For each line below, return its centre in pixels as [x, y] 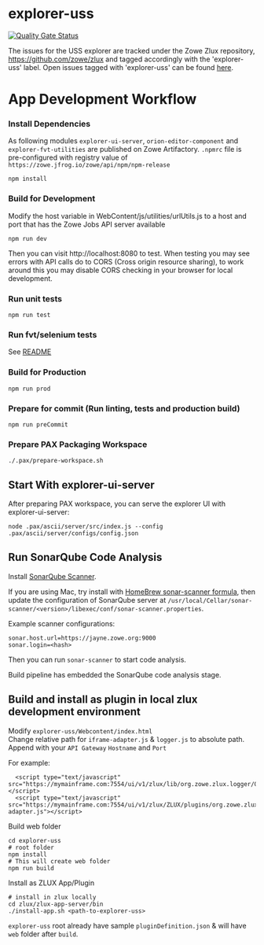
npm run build [31, 868]
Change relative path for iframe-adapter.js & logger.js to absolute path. [126, 739]
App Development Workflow [103, 100]
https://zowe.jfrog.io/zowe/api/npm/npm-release [89, 165]
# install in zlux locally [52, 897]
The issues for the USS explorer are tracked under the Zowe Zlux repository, [132, 50]
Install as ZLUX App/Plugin [51, 883]
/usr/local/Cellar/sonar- [210, 600]
